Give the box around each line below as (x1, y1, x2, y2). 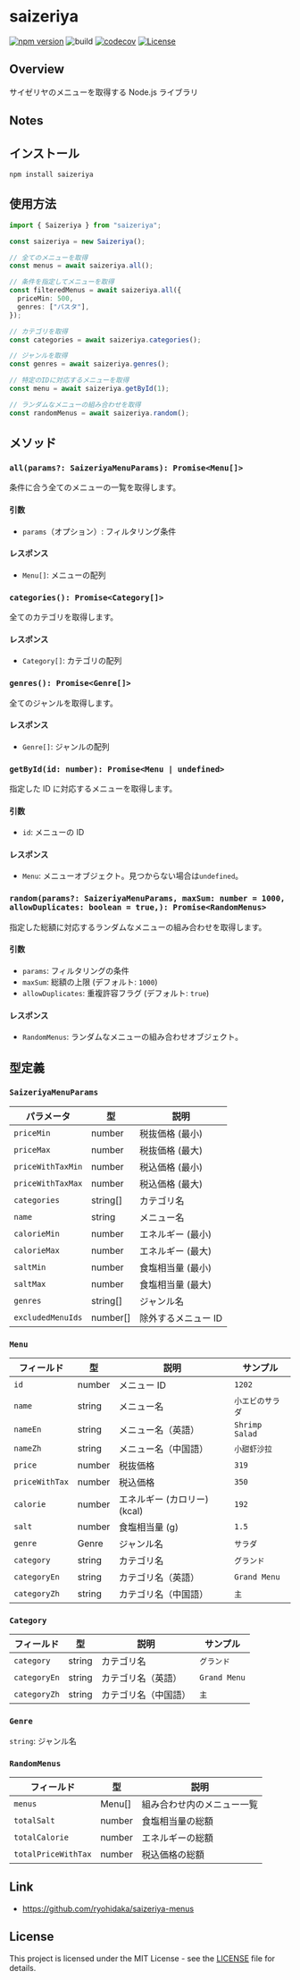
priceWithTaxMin (13, 1161, 83, 1172)
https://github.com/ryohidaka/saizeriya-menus (21, 1903, 195, 1914)
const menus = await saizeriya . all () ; (9, 261, 154, 270)
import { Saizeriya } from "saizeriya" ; (9, 221, 162, 230)
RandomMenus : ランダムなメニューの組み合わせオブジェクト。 (21, 1031, 244, 1043)
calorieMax (13, 1245, 60, 1256)
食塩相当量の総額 (141, 1815, 214, 1828)
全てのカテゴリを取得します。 (9, 612, 119, 622)
